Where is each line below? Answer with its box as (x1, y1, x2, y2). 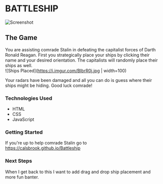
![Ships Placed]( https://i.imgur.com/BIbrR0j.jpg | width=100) (5, 68, 127, 74)
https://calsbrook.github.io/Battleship (5, 145, 81, 151)
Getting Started (5, 129, 43, 136)
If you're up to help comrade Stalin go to (5, 140, 87, 146)
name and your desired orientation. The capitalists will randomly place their (5, 57, 158, 63)
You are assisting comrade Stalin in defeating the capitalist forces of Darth (5, 46, 156, 52)
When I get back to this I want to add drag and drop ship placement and (5, 169, 151, 175)
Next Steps (5, 157, 33, 164)
